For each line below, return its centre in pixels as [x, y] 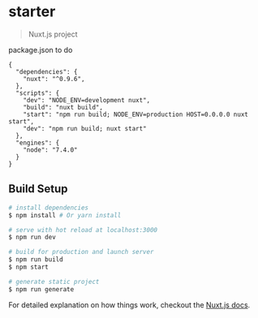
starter [32, 12]
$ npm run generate [41, 289]
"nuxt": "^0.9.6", [54, 79]
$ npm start [28, 267]
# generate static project [54, 281]
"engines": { [38, 143]
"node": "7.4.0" [51, 150]
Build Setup [38, 189]
